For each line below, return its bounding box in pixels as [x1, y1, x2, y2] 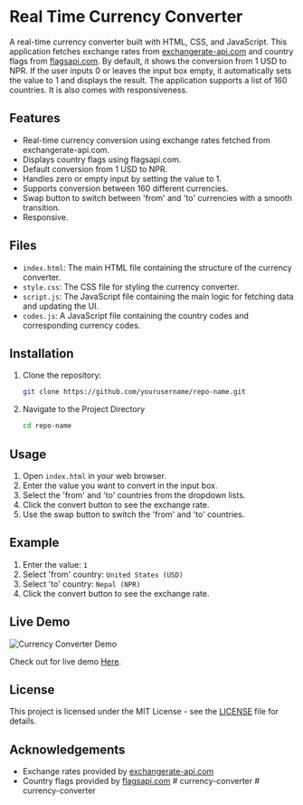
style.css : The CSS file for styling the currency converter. [22, 281, 240, 292]
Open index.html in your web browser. [22, 470, 167, 481]
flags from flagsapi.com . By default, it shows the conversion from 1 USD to [9, 55, 288, 66]
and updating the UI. [22, 301, 99, 311]
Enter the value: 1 [22, 559, 88, 570]
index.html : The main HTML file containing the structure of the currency [22, 262, 292, 273]
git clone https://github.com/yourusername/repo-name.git [22, 388, 246, 397]
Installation [9, 346, 74, 361]
